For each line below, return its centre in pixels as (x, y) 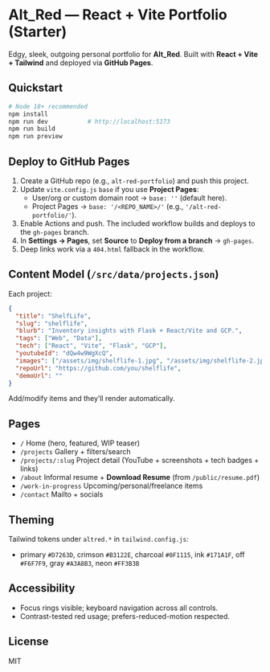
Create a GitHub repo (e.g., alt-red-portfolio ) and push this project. (134, 180)
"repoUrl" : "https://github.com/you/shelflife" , (98, 368)
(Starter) (38, 32)
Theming (31, 520)
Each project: (30, 293)
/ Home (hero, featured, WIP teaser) (80, 443)
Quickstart (36, 88)
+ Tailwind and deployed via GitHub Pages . (81, 63)
